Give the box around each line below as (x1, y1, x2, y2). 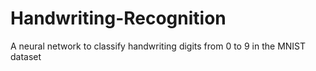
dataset (10, 50, 42, 62)
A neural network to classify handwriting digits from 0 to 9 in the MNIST (10, 40, 307, 52)
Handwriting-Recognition (10, 7, 227, 30)
